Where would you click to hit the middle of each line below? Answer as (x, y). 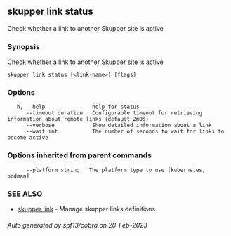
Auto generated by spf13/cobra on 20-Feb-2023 (77, 225)
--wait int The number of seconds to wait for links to (125, 132)
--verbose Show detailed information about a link (119, 126)
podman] (19, 176)
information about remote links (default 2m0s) (78, 119)
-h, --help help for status (77, 107)
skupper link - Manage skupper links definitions (86, 209)
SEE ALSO (25, 194)
